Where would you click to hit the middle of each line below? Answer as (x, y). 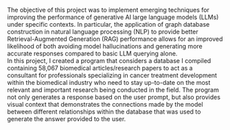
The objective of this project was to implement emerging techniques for (108, 10)
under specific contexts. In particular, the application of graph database (108, 24)
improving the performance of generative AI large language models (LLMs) (113, 17)
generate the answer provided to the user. (67, 119)
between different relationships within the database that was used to (104, 112)
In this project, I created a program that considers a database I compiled (109, 61)
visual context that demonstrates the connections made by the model (105, 104)
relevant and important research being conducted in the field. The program (113, 90)
